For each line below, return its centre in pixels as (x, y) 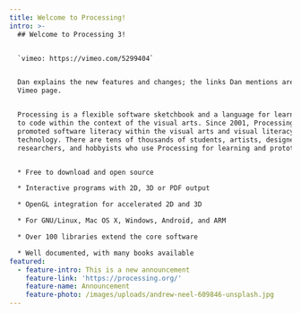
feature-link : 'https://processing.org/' (103, 278)
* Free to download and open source (86, 172)
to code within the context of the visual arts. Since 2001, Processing (156, 123)
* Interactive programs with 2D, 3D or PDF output (114, 188)
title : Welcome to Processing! (68, 17)
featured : (28, 261)
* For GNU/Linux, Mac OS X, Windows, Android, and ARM (122, 221)
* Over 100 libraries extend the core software (108, 237)
